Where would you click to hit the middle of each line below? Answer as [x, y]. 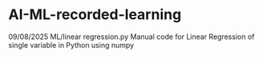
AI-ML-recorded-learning [95, 15]
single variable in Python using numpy [71, 44]
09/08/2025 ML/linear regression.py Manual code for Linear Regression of [131, 37]
